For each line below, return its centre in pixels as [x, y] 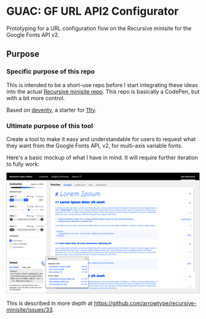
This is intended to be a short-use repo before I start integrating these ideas [102, 85]
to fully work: [23, 164]
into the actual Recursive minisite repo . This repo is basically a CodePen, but [103, 91]
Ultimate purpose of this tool [50, 126]
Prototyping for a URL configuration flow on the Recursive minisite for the [99, 28]
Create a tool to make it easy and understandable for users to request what [101, 139]
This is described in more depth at [50, 303]
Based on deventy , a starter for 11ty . [51, 110]
